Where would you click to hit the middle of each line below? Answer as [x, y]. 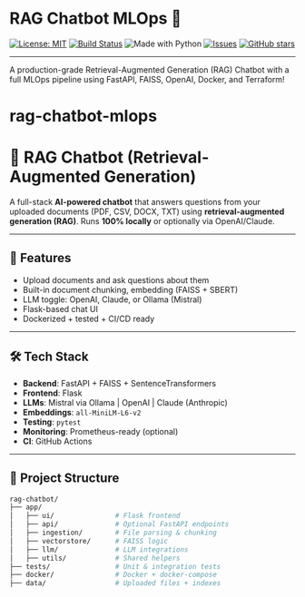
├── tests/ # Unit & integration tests [115, 566]
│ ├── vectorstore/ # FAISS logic [89, 541]
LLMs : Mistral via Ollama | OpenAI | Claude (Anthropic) [125, 402]
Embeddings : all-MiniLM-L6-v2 [82, 412]
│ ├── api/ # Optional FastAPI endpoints [119, 524]
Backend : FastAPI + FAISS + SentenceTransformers [119, 383]
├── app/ [26, 507]
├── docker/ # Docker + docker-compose [113, 575]
